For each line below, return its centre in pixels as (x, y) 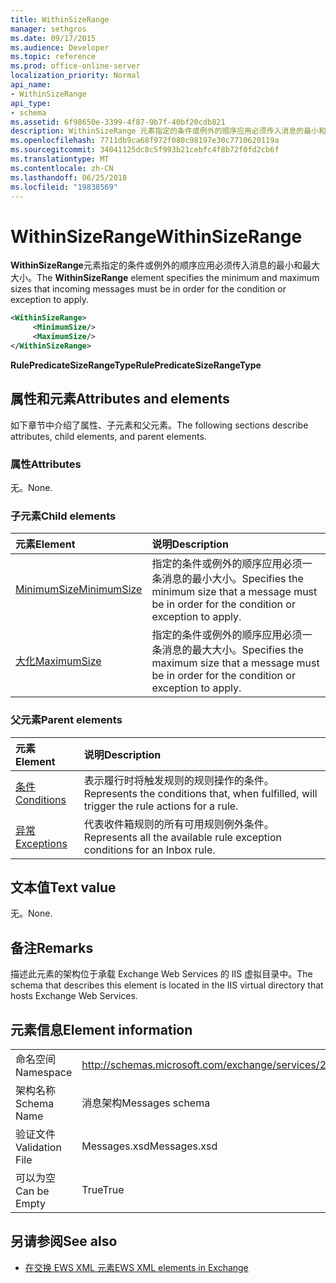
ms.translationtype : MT (60, 159)
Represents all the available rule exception (182, 837)
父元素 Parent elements (66, 720)
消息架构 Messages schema (146, 1103)
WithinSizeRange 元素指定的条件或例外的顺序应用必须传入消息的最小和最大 (165, 265)
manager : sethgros (48, 29)
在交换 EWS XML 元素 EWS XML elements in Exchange (136, 1267)
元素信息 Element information (101, 1029)
